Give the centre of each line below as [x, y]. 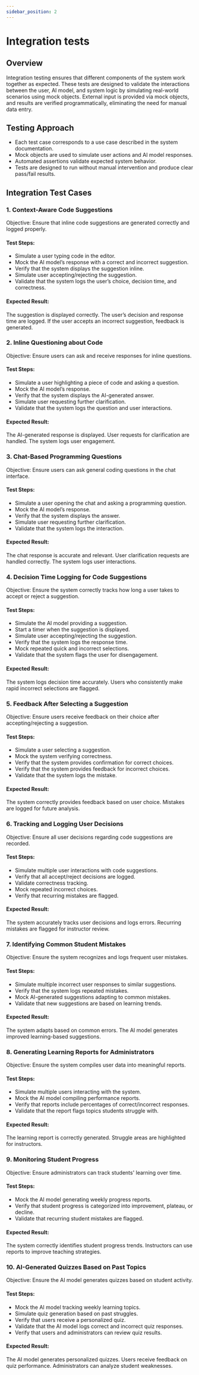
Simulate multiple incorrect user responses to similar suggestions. [95, 984]
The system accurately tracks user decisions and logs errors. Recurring [94, 923]
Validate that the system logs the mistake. [66, 775]
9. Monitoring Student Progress [53, 1160]
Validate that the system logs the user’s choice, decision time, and [96, 282]
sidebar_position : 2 [32, 12]
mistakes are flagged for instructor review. [58, 929]
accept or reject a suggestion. [43, 597]
